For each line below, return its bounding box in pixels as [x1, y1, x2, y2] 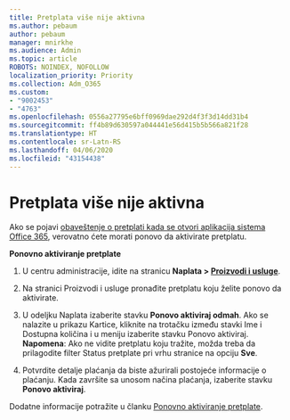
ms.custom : [9, 87, 50, 96]
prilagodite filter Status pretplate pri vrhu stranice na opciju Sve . [21, 348, 258, 358]
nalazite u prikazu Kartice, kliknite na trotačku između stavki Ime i [21, 319, 262, 330]
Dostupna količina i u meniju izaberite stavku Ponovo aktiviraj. [21, 329, 249, 340]
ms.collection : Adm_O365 [9, 79, 101, 88]
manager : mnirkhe [9, 37, 74, 47]
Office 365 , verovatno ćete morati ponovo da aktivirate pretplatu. [9, 231, 247, 242]
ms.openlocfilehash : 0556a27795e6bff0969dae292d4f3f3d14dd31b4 [9, 112, 249, 121]
